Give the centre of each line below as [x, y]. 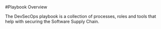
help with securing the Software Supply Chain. [52, 22]
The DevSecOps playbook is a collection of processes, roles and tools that [81, 16]
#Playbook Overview [26, 7]
